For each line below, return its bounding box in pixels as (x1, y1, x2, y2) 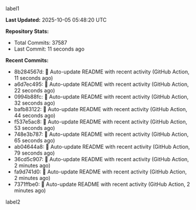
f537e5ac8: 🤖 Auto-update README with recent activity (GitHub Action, (13, 118, 188, 125)
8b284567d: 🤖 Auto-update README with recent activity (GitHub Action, (13, 68, 190, 75)
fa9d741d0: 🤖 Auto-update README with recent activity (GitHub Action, (13, 168, 187, 175)
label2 (5, 198, 21, 205)
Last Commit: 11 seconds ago (13, 45, 85, 52)
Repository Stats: (5, 28, 49, 35)
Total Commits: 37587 (13, 39, 67, 46)
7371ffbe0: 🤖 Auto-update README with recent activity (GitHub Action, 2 (13, 181, 190, 188)
